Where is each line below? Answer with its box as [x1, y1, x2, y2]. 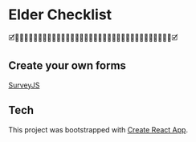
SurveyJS [8, 80, 40, 90]
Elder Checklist [8, 6, 112, 24]
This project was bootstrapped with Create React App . [8, 124, 189, 134]
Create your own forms [8, 59, 127, 73]
